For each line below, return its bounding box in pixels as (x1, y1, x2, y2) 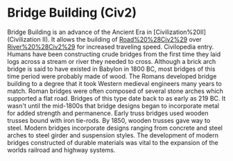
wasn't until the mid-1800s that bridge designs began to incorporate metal (7, 101, 220, 110)
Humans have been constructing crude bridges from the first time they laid (7, 50, 221, 58)
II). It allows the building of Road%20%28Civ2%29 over (42, 35, 202, 43)
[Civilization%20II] (153, 28, 207, 36)
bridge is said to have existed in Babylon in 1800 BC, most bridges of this (7, 65, 216, 73)
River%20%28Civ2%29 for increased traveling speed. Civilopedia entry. (7, 42, 214, 51)
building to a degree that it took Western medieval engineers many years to (7, 79, 222, 87)
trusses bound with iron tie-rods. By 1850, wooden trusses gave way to (7, 116, 211, 124)
